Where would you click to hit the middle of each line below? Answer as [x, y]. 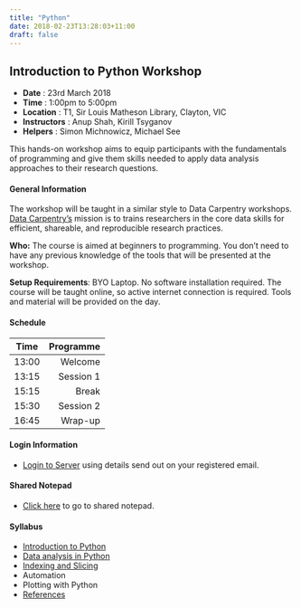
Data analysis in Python [66, 556]
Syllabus [26, 527]
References [44, 594]
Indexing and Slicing [60, 565]
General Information [48, 189]
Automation [44, 575]
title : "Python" [40, 18]
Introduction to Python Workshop [105, 71]
